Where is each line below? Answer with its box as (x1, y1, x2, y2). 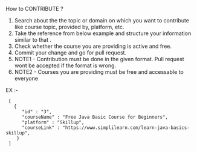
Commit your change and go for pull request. (14, 49, 127, 56)
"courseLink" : (21, 125, 60, 131)
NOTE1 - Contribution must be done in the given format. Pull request (14, 56, 185, 62)
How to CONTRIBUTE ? (5, 5, 64, 12)
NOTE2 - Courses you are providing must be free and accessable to (14, 68, 184, 75)
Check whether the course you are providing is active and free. (14, 42, 172, 50)
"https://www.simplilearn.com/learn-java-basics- (62, 125, 190, 131)
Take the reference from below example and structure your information (14, 30, 192, 37)
